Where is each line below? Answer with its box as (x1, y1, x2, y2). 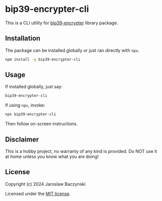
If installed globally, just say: (5, 84, 63, 90)
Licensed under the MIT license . (5, 191, 71, 197)
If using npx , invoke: (5, 102, 45, 108)
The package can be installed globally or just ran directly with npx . (5, 47, 140, 53)
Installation (5, 34, 40, 43)
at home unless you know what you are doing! (5, 153, 99, 159)
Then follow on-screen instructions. (5, 121, 78, 127)
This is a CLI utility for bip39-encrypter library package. (5, 20, 119, 26)
